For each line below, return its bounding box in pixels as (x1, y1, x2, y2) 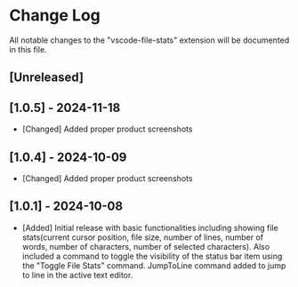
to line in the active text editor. (21, 269, 133, 280)
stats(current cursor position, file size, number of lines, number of (21, 232, 264, 243)
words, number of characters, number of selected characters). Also (21, 241, 270, 251)
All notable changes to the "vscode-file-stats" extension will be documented (9, 35, 290, 45)
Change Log (9, 5, 101, 26)
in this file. (9, 44, 47, 54)
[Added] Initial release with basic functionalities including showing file (21, 222, 278, 233)
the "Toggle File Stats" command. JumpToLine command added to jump (21, 259, 286, 271)
